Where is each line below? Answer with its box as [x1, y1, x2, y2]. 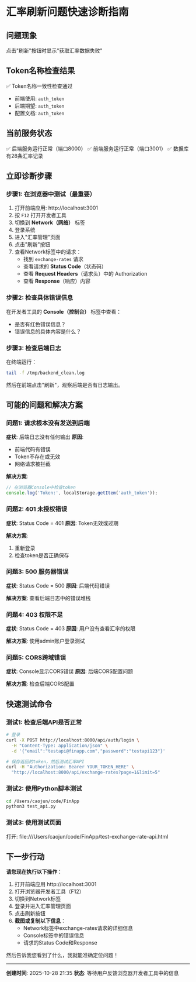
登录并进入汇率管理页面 [14, 902, 71, 910]
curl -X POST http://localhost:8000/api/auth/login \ [6, 737, 140, 743]
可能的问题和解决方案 [6, 400, 83, 410]
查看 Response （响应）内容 [23, 277, 91, 284]
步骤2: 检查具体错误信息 [6, 294, 73, 302]
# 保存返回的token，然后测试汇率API [6, 758, 85, 764]
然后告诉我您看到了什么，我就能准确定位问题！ [6, 952, 118, 959]
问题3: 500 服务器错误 [6, 568, 69, 576]
